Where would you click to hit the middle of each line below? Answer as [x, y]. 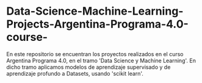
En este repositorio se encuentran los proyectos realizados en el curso [95, 54]
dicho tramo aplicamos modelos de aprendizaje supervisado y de [88, 67]
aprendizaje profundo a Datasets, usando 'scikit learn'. [75, 73]
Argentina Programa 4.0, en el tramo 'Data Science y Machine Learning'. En [101, 60]
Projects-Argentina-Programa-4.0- [98, 24]
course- [27, 37]
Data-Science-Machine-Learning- [95, 11]
